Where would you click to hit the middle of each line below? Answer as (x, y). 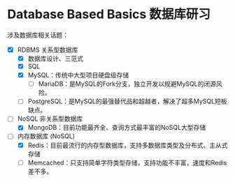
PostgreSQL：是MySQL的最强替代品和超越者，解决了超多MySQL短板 (127, 101)
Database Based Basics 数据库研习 (109, 14)
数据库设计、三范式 (56, 59)
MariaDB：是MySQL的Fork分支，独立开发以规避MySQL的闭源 (127, 84)
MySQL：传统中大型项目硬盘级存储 (78, 75)
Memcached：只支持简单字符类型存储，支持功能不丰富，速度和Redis (127, 162)
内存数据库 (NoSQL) (46, 136)
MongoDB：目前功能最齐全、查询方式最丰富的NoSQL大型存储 (117, 128)
